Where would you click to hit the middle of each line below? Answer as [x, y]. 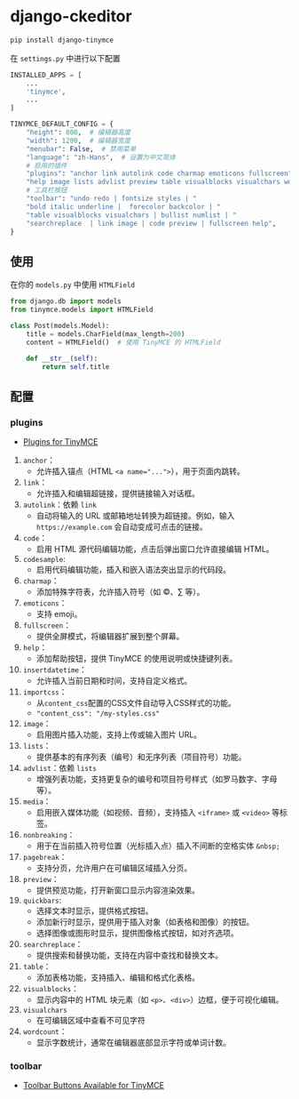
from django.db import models [66, 301]
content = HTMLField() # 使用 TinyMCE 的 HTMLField [123, 342]
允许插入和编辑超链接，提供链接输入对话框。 [118, 493]
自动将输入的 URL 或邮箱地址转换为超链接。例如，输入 [135, 516]
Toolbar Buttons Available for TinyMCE [94, 1086]
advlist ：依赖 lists [59, 768]
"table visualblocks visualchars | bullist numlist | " [132, 215]
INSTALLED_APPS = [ [46, 75]
